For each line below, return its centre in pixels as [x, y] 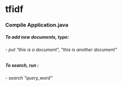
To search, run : [22, 65]
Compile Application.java [37, 25]
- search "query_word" [29, 78]
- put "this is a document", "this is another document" [61, 50]
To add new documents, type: [37, 37]
